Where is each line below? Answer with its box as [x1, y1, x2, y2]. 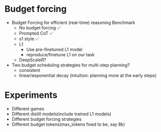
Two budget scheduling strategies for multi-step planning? [11, 62, 130, 68]
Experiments [4, 89, 58, 101]
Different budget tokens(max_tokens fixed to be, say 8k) [11, 121, 125, 127]
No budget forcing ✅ [19, 24, 61, 30]
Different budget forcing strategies [11, 116, 82, 122]
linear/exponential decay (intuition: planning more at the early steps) [19, 72, 157, 78]
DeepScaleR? [19, 57, 46, 63]
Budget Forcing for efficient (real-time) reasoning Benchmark [11, 20, 136, 25]
